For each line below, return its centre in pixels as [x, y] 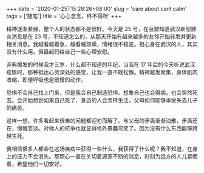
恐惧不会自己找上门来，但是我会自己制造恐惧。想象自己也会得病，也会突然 [99, 93]
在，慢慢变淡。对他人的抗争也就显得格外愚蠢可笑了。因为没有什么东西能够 [99, 128]
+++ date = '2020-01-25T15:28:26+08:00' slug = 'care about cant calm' [97, 9]
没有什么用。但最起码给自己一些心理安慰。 [59, 52]
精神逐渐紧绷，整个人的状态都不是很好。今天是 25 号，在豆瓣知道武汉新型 [99, 29]
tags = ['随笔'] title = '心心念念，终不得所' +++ [64, 16]
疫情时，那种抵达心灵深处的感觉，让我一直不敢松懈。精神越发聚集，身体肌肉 [102, 72]
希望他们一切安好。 [41, 164]
